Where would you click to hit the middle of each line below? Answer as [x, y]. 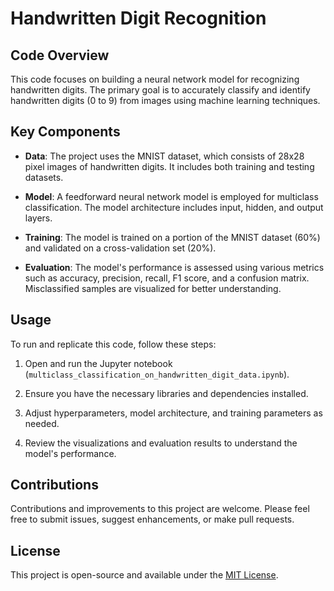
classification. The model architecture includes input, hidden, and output [174, 207]
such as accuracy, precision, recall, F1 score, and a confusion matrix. [167, 278]
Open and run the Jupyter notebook [98, 363]
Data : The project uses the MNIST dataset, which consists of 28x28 [164, 156]
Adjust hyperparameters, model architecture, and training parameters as [173, 413]
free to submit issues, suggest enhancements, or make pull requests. [152, 519]
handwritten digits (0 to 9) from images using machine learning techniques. [165, 100]
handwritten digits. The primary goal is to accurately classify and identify [160, 90]
